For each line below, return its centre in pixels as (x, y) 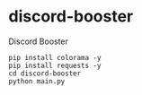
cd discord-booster (45, 73)
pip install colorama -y (55, 57)
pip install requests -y (55, 65)
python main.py (37, 81)
